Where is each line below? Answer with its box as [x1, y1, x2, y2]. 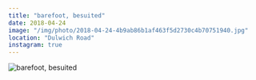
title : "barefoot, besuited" [8, 11, 106, 20]
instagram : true [8, 41, 62, 49]
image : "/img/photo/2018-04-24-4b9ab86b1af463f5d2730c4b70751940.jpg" [8, 26, 249, 34]
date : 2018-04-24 [8, 19, 66, 27]
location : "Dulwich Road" [8, 33, 94, 42]
